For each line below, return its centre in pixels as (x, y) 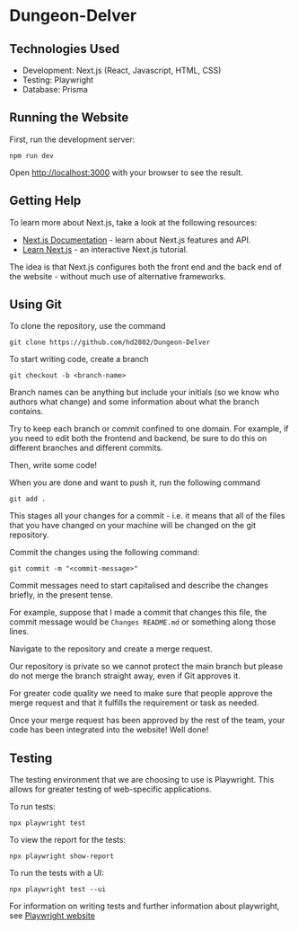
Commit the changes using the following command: (105, 553)
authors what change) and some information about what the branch (134, 402)
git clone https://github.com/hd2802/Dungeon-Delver (110, 342)
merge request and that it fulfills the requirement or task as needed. (134, 703)
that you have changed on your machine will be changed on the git (133, 526)
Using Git (36, 305)
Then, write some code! (53, 465)
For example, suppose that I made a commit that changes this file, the (138, 613)
